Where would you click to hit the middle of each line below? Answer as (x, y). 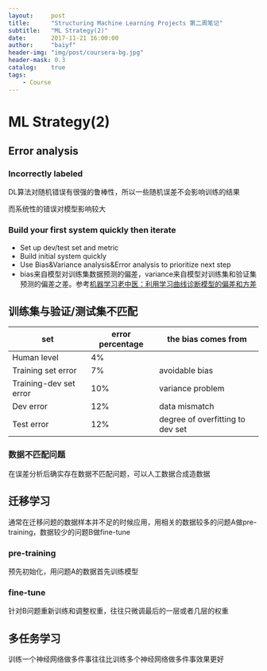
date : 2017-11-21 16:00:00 (64, 38)
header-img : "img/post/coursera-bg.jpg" (76, 53)
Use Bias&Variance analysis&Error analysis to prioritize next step (126, 265)
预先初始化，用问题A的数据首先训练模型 (74, 571)
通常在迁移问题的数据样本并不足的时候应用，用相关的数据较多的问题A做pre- (132, 522)
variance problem (192, 389)
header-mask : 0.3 (37, 61)
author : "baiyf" (43, 45)
